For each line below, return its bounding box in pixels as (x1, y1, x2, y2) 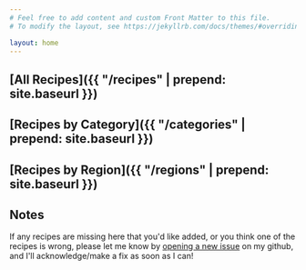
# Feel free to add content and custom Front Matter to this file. (9, 13, 271, 23)
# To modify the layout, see (9, 22, 120, 31)
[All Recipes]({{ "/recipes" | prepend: (9, 72, 226, 87)
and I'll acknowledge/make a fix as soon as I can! (9, 251, 194, 262)
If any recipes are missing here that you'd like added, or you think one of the (9, 231, 296, 242)
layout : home (9, 38, 59, 47)
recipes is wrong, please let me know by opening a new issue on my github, (9, 241, 294, 252)
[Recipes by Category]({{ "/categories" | (9, 117, 246, 133)
